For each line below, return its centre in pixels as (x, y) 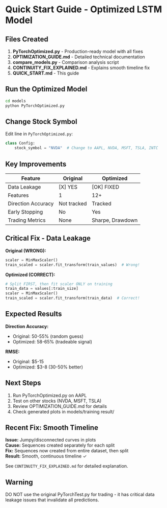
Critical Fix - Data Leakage (48, 238)
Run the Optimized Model (46, 89)
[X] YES (68, 187)
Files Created (27, 39)
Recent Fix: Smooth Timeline (52, 428)
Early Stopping (25, 212)
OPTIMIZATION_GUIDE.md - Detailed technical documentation (79, 57)
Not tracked (73, 203)
